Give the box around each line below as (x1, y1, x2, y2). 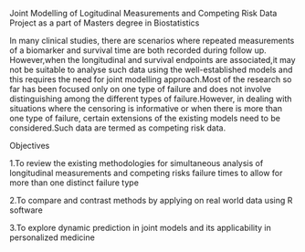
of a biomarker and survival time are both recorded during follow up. (9, 45, 267, 56)
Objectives (9, 141, 50, 151)
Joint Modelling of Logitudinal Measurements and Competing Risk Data (9, 8, 278, 18)
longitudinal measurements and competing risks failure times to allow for (9, 168, 283, 178)
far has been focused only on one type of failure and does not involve (9, 84, 272, 94)
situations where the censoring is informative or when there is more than (9, 103, 283, 113)
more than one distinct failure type (9, 177, 140, 188)
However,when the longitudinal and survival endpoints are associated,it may (9, 55, 296, 65)
